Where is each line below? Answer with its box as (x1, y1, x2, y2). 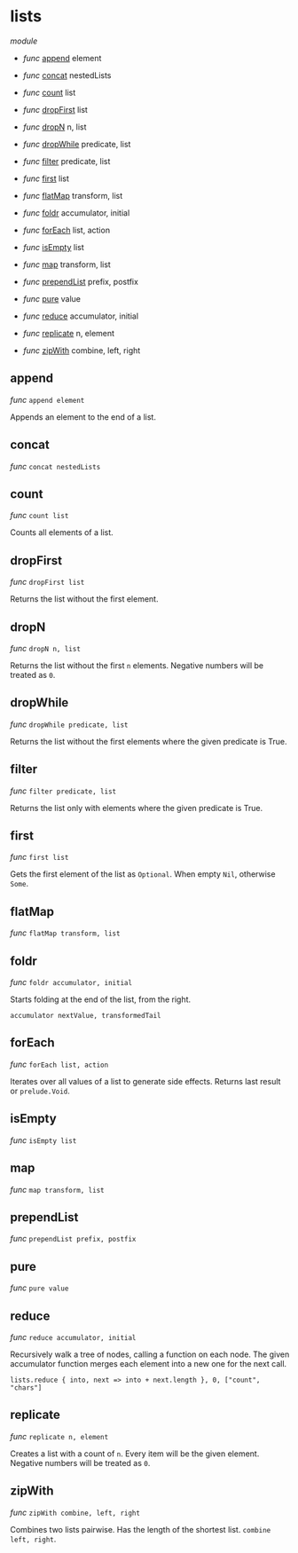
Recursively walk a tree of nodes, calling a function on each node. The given (10, 1349, 290, 1360)
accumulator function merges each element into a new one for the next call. (10, 1358, 287, 1368)
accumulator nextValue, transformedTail (10, 1012, 162, 1021)
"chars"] (10, 1383, 43, 1392)
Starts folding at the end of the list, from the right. (10, 994, 192, 1005)
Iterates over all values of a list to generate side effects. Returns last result (10, 1076, 281, 1086)
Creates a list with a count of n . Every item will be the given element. (10, 1448, 260, 1459)
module (10, 35, 38, 46)
